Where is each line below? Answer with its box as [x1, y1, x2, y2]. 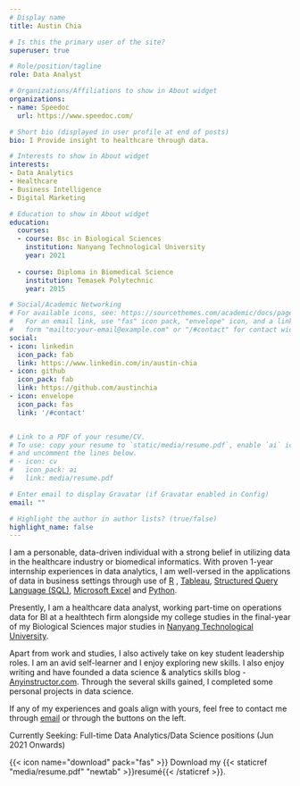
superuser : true [9, 46, 70, 54]
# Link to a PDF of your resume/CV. [9, 432, 146, 441]
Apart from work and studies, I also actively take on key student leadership [9, 648, 285, 659]
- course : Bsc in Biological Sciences [17, 234, 162, 244]
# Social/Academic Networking [9, 300, 122, 309]
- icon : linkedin [9, 341, 74, 351]
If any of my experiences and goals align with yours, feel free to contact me [9, 703, 287, 715]
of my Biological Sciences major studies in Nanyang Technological [9, 622, 254, 632]
